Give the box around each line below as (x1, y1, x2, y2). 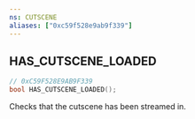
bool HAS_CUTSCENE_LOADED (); (9, 86, 117, 94)
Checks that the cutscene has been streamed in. (9, 101, 186, 112)
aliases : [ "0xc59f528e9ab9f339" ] (9, 21, 133, 30)
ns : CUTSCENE (9, 12, 58, 22)
